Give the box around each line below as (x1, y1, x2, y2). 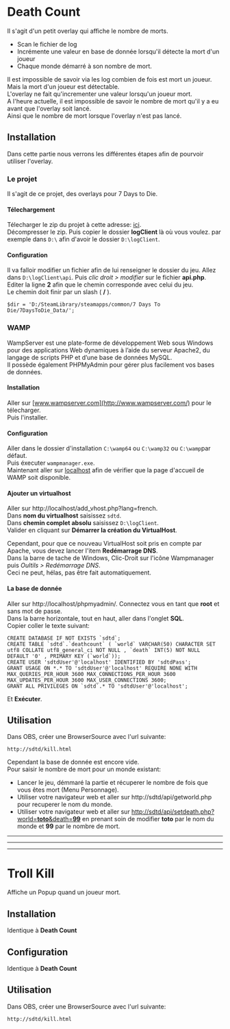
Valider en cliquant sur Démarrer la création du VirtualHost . (7, 526, 177, 535)
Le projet (7, 174, 38, 184)
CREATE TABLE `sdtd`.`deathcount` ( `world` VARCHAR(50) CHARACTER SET (7, 640, 216, 648)
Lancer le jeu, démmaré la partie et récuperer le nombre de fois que (16, 779, 209, 787)
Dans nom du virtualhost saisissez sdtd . (7, 511, 122, 520)
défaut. (7, 452, 27, 460)
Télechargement (7, 205, 55, 213)
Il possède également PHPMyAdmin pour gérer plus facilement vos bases (7, 361, 215, 369)
